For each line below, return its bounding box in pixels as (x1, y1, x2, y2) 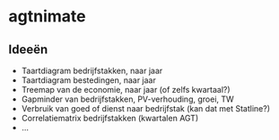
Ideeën (8, 42, 48, 57)
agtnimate (8, 6, 86, 27)
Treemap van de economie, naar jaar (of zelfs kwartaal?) (21, 85, 231, 95)
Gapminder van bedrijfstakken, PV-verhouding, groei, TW (21, 94, 234, 104)
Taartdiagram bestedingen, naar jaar (21, 75, 156, 86)
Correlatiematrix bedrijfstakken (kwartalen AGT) (21, 113, 199, 123)
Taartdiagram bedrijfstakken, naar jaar (21, 65, 163, 76)
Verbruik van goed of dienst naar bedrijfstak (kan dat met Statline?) (21, 103, 271, 113)
